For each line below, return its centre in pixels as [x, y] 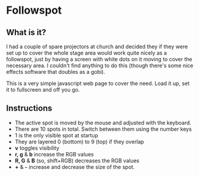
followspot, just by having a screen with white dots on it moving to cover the [99, 59]
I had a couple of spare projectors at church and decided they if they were [97, 46]
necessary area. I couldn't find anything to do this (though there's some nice [100, 65]
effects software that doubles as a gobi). [56, 72]
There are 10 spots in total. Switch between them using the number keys [103, 129]
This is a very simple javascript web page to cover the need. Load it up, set [98, 83]
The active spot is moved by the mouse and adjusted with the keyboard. [103, 122]
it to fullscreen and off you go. [43, 89]
